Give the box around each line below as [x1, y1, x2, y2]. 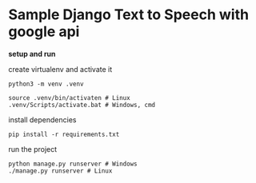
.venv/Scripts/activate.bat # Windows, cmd [8, 101, 156, 109]
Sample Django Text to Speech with [8, 6, 250, 24]
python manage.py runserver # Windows [8, 160, 138, 168]
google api [8, 22, 80, 41]
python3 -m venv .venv [8, 80, 84, 88]
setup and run [8, 49, 56, 58]
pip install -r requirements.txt [8, 130, 120, 138]
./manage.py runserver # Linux [8, 166, 113, 175]
